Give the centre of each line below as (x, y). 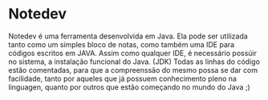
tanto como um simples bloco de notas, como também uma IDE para (122, 44)
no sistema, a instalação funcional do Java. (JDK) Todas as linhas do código (134, 62)
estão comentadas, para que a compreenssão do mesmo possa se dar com (133, 70)
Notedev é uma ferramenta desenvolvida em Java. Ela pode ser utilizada (128, 36)
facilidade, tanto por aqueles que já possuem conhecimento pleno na (122, 78)
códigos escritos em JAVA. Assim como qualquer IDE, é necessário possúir (133, 53)
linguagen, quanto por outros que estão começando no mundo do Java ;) (129, 87)
